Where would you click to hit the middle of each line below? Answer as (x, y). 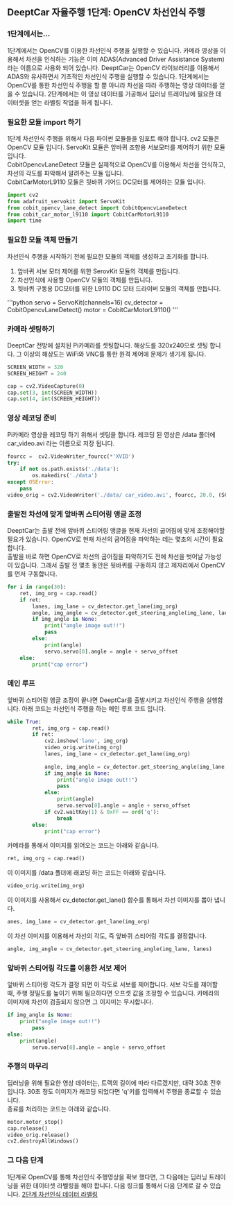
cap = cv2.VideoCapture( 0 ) (46, 386)
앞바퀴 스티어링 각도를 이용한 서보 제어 (67, 968)
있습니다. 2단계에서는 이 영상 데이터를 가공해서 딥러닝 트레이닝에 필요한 (118, 94)
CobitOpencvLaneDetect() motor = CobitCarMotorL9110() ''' (93, 309)
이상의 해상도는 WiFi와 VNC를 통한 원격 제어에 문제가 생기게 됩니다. (115, 354)
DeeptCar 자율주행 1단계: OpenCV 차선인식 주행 (106, 12)
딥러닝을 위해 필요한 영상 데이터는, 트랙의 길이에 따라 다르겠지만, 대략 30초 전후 (114, 1083)
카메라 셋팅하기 (31, 329)
